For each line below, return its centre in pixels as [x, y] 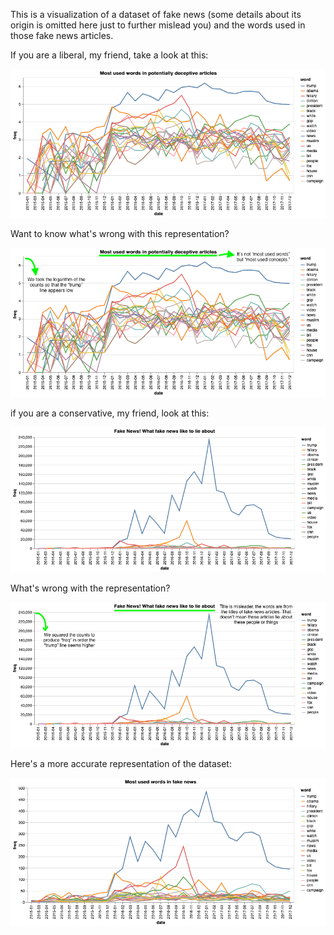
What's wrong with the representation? [90, 588]
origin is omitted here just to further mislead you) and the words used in [158, 25]
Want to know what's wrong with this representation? [120, 234]
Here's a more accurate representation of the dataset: [121, 764]
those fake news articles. [62, 35]
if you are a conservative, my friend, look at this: [110, 413]
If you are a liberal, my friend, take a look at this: [109, 55]
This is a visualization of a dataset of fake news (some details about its [156, 14]
